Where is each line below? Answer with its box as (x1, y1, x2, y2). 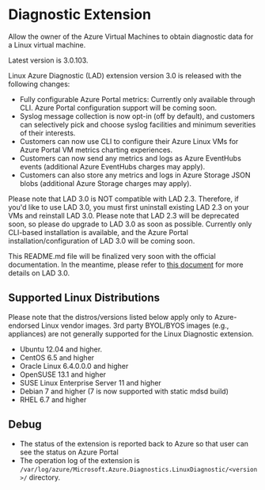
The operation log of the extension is (19, 455, 140, 465)
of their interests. (19, 128, 76, 138)
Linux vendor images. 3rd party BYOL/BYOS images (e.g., (40, 321, 229, 330)
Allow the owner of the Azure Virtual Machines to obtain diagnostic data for (8, 32, 254, 41)
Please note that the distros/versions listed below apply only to (8, 312, 213, 321)
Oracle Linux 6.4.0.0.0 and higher (19, 361, 129, 370)
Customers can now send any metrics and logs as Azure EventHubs (19, 153, 241, 163)
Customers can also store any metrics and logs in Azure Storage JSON (19, 170, 251, 180)
